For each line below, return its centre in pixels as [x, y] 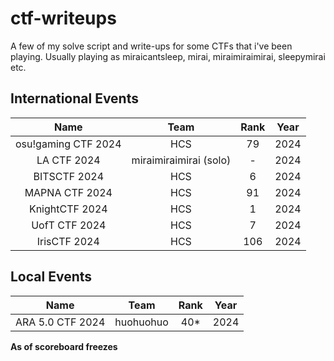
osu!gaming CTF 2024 [68, 144]
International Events [74, 98]
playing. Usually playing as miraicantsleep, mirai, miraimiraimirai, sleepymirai [168, 56]
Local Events [51, 277]
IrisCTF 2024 [68, 241]
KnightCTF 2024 [68, 209]
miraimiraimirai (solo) [181, 160]
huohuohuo [141, 322]
